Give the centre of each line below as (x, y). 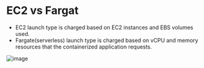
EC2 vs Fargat (43, 11)
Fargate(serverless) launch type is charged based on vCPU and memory (107, 40)
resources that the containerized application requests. (83, 47)
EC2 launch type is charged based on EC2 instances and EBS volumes (104, 27)
